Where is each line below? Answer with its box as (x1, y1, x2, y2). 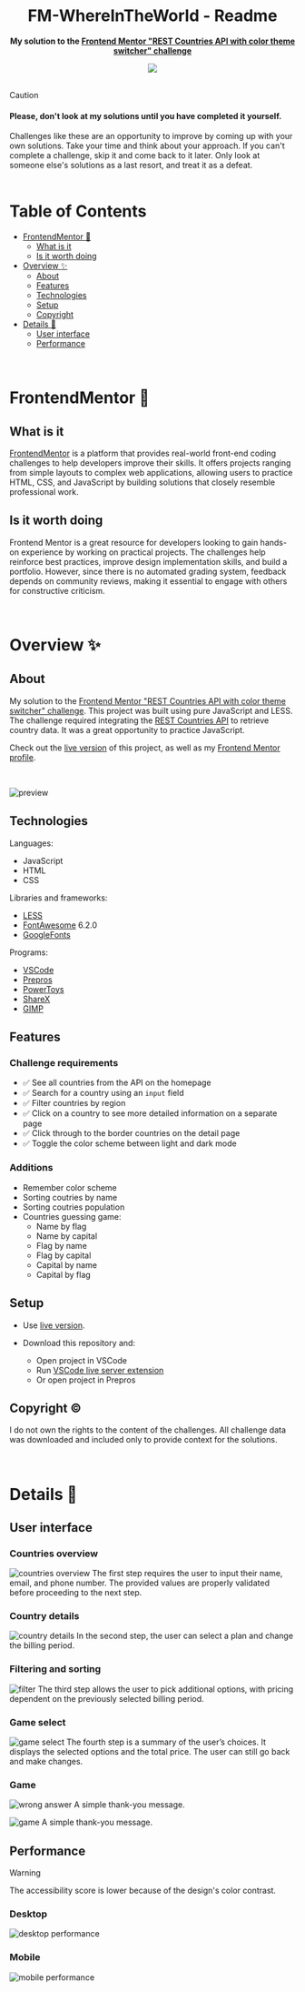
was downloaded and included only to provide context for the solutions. (9, 1434, 278, 1445)
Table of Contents (9, 201, 147, 222)
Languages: (9, 838, 54, 849)
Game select (9, 1715, 66, 1728)
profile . (9, 751, 36, 762)
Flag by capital (35, 1250, 92, 1261)
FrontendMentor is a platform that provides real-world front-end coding (9, 448, 277, 459)
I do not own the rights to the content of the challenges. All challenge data (9, 1424, 287, 1435)
